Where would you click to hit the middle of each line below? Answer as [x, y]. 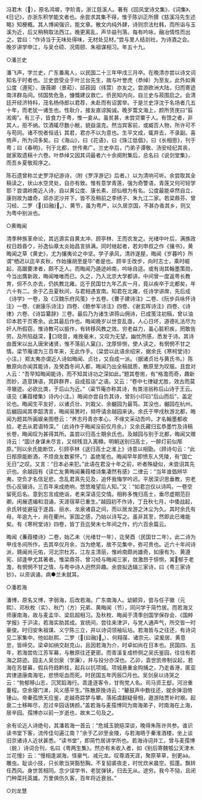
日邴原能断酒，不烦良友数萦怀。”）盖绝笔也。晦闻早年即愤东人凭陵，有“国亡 [99, 456]
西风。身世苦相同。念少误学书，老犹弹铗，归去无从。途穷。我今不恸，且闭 [103, 771]
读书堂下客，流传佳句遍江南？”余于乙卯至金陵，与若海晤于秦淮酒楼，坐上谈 [100, 733]
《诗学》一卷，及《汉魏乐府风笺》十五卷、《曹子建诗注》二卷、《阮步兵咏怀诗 [101, 299]
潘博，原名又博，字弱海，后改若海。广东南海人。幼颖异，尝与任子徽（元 [96, 600]
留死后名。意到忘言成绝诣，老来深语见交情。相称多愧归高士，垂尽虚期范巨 [98, 494]
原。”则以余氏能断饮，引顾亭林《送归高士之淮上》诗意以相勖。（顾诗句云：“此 [101, 449]
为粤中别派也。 [25, 213]
